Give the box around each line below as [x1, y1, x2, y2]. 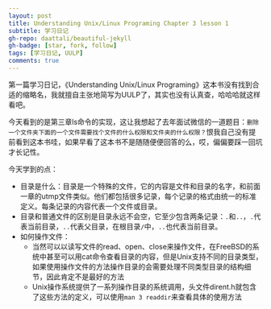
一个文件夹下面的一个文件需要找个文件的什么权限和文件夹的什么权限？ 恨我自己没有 [8, 126, 249, 137]
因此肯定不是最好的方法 [46, 271, 125, 282]
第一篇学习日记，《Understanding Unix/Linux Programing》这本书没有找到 [8, 80, 252, 89]
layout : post [8, 11, 52, 20]
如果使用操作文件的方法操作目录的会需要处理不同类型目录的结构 [31, 262, 244, 271]
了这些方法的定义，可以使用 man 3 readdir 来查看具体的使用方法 [31, 291, 242, 302]
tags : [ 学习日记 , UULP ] [8, 49, 83, 57]
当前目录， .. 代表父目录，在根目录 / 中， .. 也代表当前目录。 [27, 221, 223, 231]
